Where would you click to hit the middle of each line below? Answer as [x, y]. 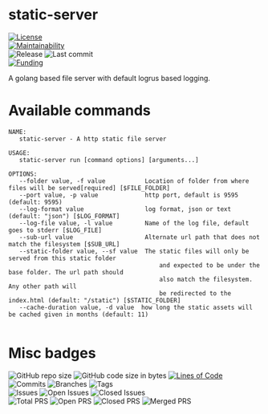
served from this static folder [62, 258]
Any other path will [43, 286]
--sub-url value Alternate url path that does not [140, 237]
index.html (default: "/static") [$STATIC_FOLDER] [95, 300]
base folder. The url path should [66, 272]
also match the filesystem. [206, 279]
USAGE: [19, 153]
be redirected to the [195, 293]
